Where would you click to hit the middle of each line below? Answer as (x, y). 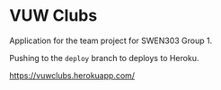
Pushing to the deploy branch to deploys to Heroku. (104, 58)
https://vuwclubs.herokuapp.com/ (72, 75)
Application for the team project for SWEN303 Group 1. (111, 40)
